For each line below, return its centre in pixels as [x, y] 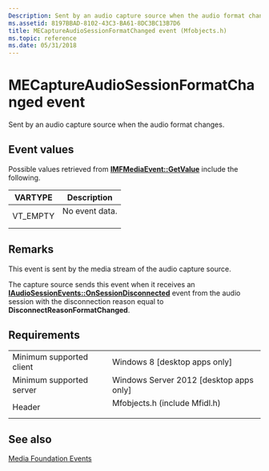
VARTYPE [34, 197]
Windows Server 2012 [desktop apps [183, 380]
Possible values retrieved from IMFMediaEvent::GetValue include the [123, 169]
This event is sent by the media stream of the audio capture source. [120, 269]
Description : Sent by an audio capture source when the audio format [127, 16]
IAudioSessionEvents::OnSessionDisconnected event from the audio [124, 293]
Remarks [31, 250]
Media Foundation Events [50, 459]
